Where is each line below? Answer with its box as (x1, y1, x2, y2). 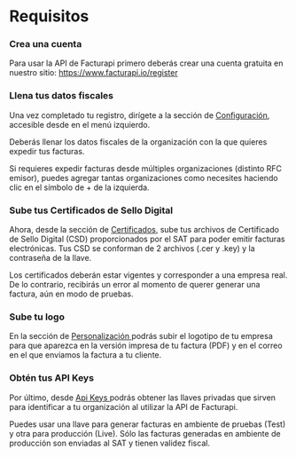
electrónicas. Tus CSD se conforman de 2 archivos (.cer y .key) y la (9, 243, 255, 254)
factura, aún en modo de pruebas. (9, 288, 135, 299)
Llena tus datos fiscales (9, 90, 113, 102)
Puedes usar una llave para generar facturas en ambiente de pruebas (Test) (9, 419, 286, 429)
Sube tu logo (9, 311, 65, 323)
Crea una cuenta (9, 38, 82, 51)
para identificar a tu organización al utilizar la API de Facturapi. (9, 401, 238, 412)
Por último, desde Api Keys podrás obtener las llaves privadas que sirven (9, 392, 277, 403)
